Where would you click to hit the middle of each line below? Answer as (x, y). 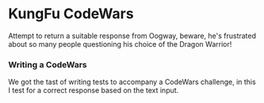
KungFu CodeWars (71, 14)
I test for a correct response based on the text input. (94, 90)
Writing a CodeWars (48, 64)
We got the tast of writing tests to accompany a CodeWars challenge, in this (132, 82)
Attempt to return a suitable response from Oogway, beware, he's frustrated (132, 36)
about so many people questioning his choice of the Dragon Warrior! (120, 44)
